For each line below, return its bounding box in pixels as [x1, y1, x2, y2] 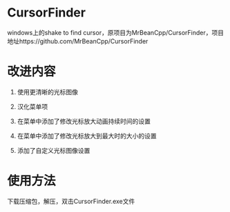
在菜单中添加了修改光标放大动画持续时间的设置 [17, 117, 151, 125]
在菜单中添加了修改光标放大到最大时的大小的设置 [17, 131, 157, 140]
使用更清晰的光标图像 [17, 87, 78, 96]
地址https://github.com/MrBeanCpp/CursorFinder [7, 36, 148, 45]
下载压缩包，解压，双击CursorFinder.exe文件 [7, 197, 135, 205]
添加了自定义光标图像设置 [17, 146, 90, 154]
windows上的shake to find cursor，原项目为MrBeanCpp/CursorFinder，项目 [7, 28, 224, 36]
